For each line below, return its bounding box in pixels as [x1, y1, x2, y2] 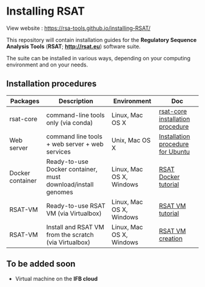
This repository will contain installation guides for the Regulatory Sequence [6, 36, 197, 43]
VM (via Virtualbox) [46, 209, 102, 218]
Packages [10, 96, 40, 105]
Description [59, 96, 93, 105]
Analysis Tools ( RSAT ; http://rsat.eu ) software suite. [6, 43, 141, 50]
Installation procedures [6, 79, 97, 89]
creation [159, 234, 183, 243]
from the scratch [46, 230, 94, 239]
